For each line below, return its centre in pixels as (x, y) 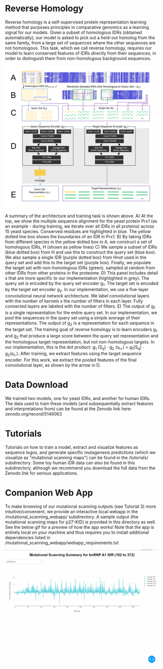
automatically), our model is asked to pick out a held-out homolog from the (80, 38)
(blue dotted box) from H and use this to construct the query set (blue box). (81, 252)
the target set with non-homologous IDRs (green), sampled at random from (80, 268)
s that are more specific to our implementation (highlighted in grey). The (77, 278)
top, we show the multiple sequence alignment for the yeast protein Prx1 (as (81, 221)
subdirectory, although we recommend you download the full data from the (80, 468)
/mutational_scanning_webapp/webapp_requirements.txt (62, 543)
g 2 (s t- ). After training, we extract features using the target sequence (73, 354)
